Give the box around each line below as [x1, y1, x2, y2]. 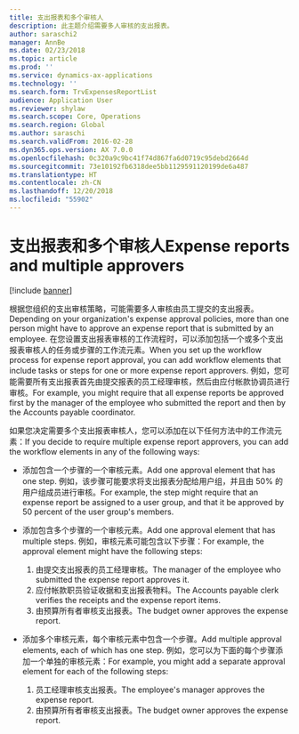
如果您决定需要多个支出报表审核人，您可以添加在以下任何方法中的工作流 [9, 424, 274, 436]
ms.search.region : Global [9, 121, 105, 130]
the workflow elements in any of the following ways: [9, 446, 200, 456]
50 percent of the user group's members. [21, 506, 174, 517]
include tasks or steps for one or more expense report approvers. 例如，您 [9, 365, 282, 375]
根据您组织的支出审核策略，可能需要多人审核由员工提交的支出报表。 [9, 303, 259, 314]
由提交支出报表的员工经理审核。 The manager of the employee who [35, 564, 282, 575]
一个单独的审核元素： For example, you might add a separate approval [29, 656, 286, 666]
